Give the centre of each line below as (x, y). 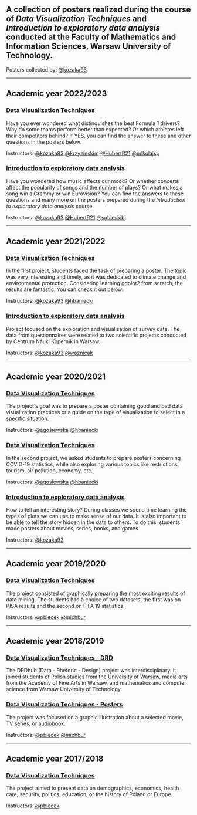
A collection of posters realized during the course (98, 10)
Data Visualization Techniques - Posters (64, 705)
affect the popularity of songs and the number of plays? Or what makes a (94, 187)
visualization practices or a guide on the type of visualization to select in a (96, 412)
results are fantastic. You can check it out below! (65, 289)
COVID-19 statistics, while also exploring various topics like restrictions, (93, 464)
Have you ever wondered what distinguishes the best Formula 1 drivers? (93, 123)
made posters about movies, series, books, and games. (73, 529)
